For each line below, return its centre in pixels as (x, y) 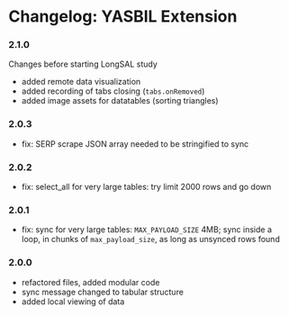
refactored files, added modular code (90, 282)
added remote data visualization (81, 82)
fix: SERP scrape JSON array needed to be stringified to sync (135, 144)
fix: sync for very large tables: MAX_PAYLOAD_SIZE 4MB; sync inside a (146, 230)
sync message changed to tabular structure (102, 292)
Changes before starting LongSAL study (83, 64)
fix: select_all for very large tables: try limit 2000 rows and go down (146, 187)
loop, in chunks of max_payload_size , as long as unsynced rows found (150, 239)
